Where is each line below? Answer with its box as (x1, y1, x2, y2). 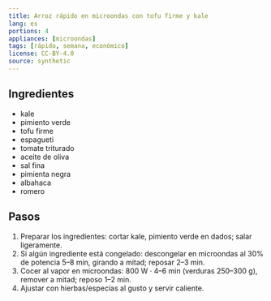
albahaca (19, 178, 51, 187)
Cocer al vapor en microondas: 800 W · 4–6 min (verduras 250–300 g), (19, 265, 258, 276)
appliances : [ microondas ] (8, 34, 96, 43)
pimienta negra (19, 169, 71, 178)
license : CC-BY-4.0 (8, 49, 75, 58)
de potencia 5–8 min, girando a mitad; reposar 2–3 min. (19, 257, 205, 267)
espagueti (19, 135, 54, 144)
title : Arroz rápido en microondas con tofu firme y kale (8, 11, 209, 20)
